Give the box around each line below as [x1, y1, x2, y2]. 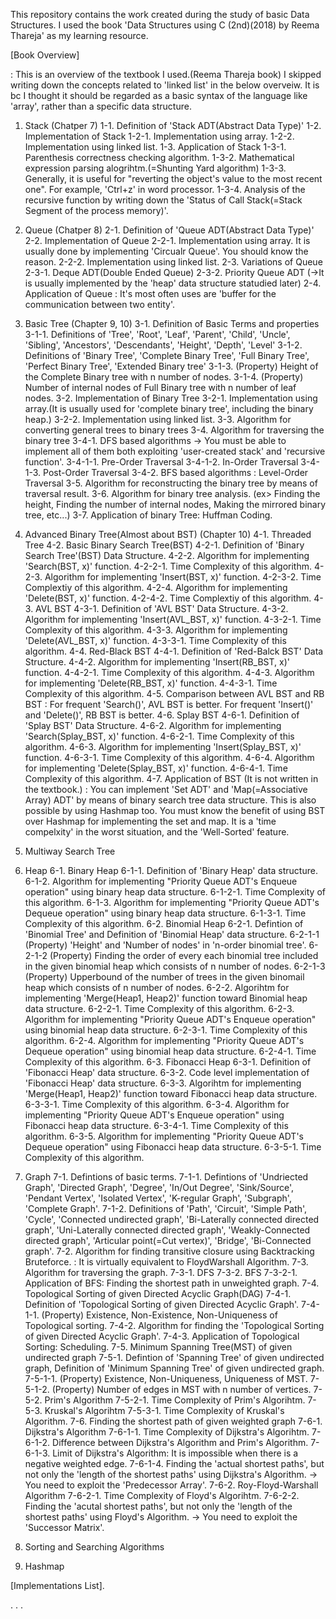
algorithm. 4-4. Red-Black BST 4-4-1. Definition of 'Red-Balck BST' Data [24, 645, 324, 657]
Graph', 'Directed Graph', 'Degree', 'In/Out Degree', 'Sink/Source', [24, 1182, 295, 1193]
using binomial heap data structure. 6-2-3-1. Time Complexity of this [24, 1024, 308, 1036]
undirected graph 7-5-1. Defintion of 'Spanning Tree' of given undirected [24, 1352, 325, 1363]
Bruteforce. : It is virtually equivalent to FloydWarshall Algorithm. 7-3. [24, 1256, 309, 1268]
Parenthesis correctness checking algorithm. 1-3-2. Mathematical [24, 152, 295, 163]
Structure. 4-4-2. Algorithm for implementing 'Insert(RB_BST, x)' [24, 656, 290, 668]
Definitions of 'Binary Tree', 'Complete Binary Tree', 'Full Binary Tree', [24, 350, 310, 361]
